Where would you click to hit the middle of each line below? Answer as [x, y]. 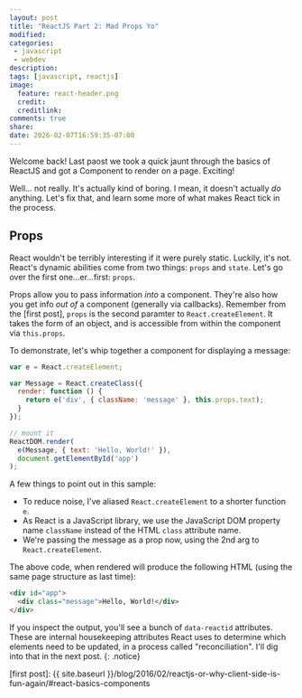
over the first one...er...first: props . [73, 277]
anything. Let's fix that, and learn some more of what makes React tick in [145, 198]
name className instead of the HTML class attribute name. [132, 531]
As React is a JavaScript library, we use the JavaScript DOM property [151, 521]
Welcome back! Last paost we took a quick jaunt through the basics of [140, 161]
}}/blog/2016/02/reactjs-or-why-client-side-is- [194, 674]
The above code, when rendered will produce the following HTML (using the [151, 567]
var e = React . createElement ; [66, 367]
